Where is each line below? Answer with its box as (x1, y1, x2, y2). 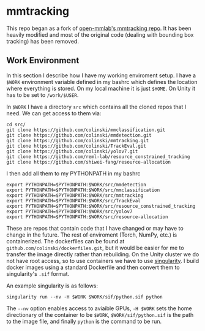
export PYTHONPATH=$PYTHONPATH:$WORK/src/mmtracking (6, 192, 144, 199)
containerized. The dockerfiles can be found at (6, 237, 125, 245)
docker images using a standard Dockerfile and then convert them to (6, 264, 180, 271)
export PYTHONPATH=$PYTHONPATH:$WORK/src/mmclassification (6, 187, 160, 193)
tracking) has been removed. (6, 37, 80, 45)
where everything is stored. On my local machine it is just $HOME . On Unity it (6, 85, 196, 92)
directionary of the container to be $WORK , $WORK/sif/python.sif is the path (6, 311, 194, 318)
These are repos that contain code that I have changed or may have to (6, 224, 184, 232)
